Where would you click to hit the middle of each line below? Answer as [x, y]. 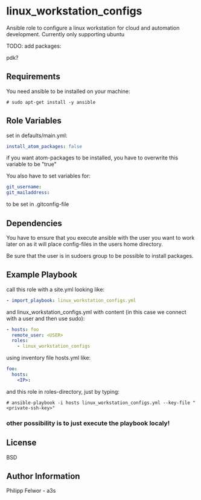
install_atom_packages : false [44, 146]
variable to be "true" [31, 164]
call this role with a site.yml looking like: [55, 289]
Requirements [33, 77]
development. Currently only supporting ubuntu [65, 34]
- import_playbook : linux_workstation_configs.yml [71, 300]
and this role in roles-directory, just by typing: [63, 391]
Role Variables [34, 121]
